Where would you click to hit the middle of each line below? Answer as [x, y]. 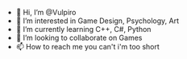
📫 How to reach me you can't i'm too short [87, 47]
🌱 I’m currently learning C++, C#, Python [83, 29]
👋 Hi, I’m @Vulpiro [46, 12]
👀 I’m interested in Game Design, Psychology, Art [98, 21]
